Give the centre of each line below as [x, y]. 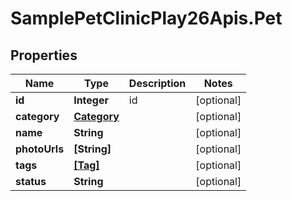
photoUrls [40, 149]
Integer [91, 100]
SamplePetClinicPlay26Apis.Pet [146, 18]
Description [157, 83]
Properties [44, 55]
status [31, 181]
